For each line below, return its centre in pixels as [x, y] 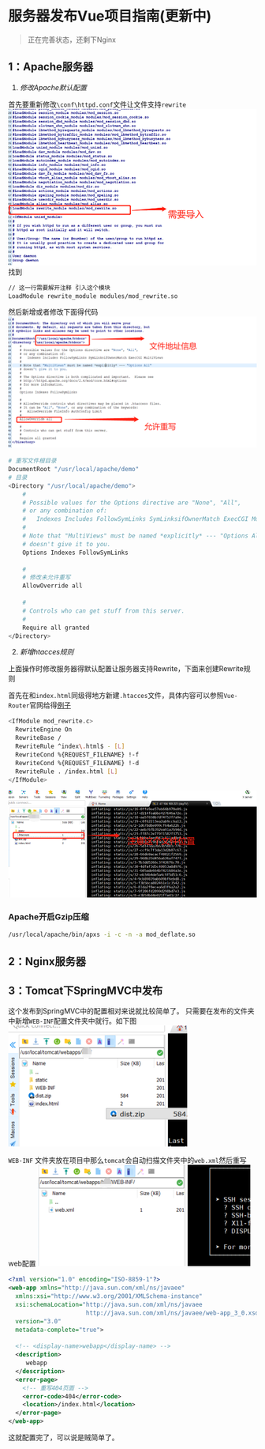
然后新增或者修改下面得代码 [53, 312]
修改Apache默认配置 [53, 87]
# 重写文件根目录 [32, 461]
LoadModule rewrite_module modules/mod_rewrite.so [93, 296]
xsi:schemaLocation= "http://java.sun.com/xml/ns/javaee [109, 1304]
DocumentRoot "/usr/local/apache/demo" [74, 470]
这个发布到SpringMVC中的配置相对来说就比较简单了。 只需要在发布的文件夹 [131, 1011]
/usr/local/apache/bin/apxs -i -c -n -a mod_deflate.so [102, 935]
